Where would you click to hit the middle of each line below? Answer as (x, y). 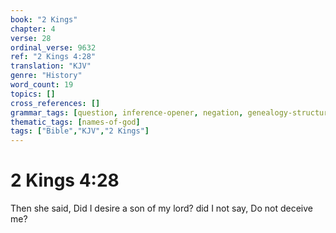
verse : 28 (31, 38)
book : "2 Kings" (44, 19)
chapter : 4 (33, 29)
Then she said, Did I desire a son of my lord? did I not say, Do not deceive (161, 208)
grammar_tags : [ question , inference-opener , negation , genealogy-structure (171, 112)
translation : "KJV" (51, 66)
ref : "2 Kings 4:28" (53, 57)
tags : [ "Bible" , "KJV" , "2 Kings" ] (80, 131)
